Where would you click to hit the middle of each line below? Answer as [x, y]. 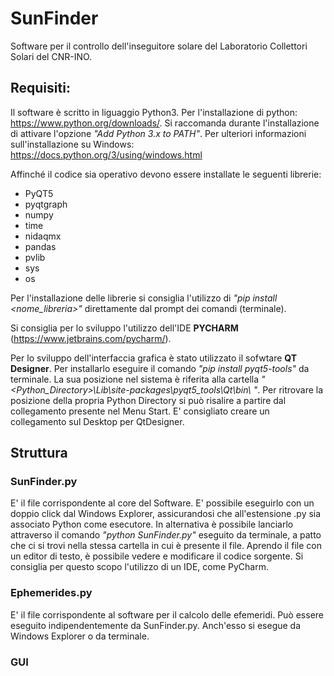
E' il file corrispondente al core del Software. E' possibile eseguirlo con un [162, 503]
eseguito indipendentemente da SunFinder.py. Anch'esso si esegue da [156, 625]
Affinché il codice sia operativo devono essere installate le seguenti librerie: [166, 174]
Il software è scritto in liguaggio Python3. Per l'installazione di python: [154, 112]
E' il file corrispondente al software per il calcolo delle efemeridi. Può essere [167, 614]
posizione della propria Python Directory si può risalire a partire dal [148, 400]
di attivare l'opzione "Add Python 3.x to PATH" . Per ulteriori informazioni [158, 133]
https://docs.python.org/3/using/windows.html [106, 154]
